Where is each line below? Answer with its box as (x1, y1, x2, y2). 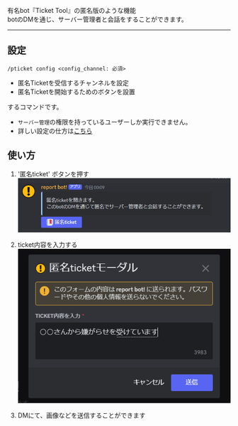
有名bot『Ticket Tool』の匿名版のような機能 (7, 6, 137, 14)
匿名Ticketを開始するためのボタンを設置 (17, 87, 136, 96)
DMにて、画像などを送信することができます (17, 411, 146, 420)
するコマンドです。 (7, 102, 63, 111)
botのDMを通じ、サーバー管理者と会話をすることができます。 (7, 15, 188, 23)
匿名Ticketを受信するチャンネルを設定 (17, 78, 129, 87)
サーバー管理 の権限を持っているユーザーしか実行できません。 (17, 117, 192, 126)
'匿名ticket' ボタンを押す (17, 169, 90, 178)
